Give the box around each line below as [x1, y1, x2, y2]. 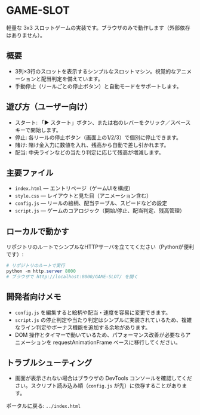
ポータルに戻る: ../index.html [6, 402, 81, 410]
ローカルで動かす [6, 226, 69, 236]
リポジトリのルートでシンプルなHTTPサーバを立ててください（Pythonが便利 [6, 243, 194, 251]
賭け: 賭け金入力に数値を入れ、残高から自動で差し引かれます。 [14, 141, 170, 148]
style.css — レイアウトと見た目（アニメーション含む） [14, 192, 152, 199]
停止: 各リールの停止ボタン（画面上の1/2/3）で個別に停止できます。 [14, 134, 182, 141]
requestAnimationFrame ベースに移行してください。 [53, 339, 181, 346]
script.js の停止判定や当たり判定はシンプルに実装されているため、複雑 [14, 316, 192, 323]
